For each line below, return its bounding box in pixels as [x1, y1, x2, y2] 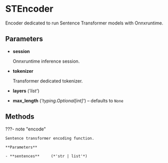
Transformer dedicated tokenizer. [12, 77, 83, 84]
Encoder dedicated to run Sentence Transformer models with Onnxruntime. [5, 20, 163, 26]
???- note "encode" [5, 126, 46, 132]
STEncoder [5, 3, 53, 15]
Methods [5, 113, 35, 121]
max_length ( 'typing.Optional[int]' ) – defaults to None [12, 97, 124, 103]
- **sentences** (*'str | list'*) [5, 153, 88, 158]
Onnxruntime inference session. [12, 58, 80, 64]
